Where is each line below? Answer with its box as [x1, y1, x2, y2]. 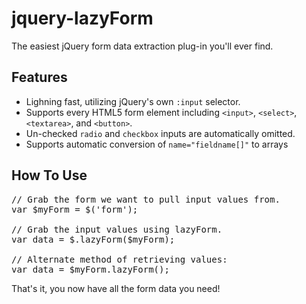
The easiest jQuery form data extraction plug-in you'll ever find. [11, 40, 274, 52]
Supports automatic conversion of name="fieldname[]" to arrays [25, 138, 289, 150]
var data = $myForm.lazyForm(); [11, 263, 170, 275]
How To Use [11, 167, 88, 184]
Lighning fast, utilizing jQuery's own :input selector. [25, 95, 241, 107]
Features [11, 69, 68, 86]
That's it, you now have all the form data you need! [11, 282, 221, 294]
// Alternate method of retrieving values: [11, 253, 228, 265]
